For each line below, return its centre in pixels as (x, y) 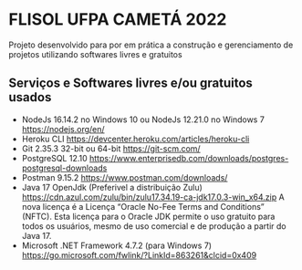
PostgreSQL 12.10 (54, 158)
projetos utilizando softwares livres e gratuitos (96, 54)
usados (30, 97)
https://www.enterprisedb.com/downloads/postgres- (189, 158)
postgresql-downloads (64, 168)
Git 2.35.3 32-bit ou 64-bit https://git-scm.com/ (111, 148)
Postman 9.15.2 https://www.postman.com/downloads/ (125, 177)
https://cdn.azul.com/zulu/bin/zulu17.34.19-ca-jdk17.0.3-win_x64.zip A (153, 197)
